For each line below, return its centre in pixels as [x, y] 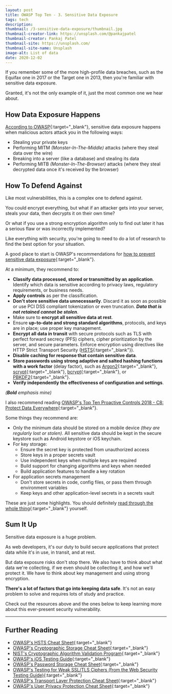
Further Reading [32, 630]
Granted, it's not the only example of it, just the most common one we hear [84, 93]
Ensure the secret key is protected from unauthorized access [85, 449]
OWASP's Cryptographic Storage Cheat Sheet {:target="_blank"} [80, 648]
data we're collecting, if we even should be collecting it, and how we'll [79, 567]
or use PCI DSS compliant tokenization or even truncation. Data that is [87, 306]
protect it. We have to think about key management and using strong [78, 573]
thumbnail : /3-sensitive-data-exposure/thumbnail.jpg [64, 29]
